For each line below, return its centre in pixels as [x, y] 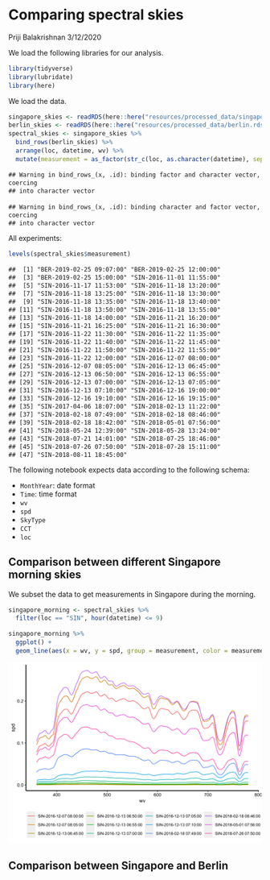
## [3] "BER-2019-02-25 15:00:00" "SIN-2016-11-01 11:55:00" [115, 277]
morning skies [45, 575]
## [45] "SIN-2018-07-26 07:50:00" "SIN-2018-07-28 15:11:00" [115, 446]
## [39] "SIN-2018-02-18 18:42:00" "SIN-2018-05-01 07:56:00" [115, 422]
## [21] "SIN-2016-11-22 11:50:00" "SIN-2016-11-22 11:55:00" [115, 350]
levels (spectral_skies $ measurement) [70, 254]
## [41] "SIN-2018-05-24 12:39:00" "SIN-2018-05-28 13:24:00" [115, 430]
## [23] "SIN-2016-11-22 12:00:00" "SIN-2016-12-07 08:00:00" [115, 358]
